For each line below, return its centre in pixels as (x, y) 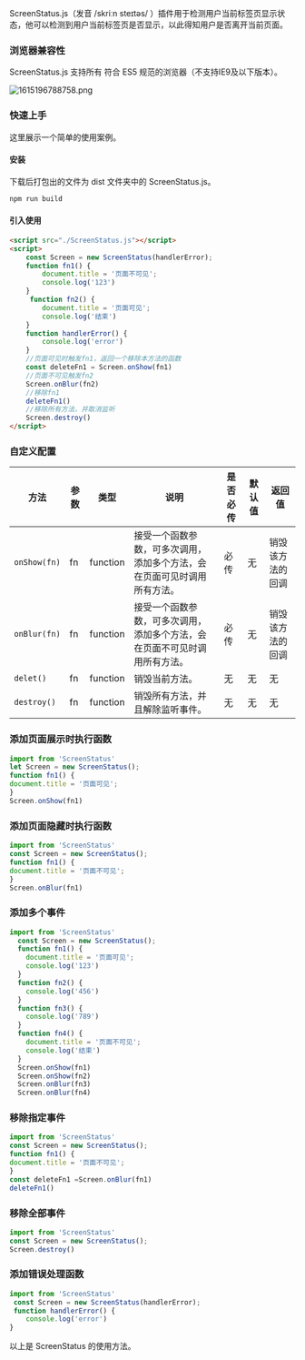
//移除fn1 (43, 393)
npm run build (36, 198)
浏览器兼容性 (38, 50)
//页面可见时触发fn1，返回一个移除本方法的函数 (103, 359)
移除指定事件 (38, 1118)
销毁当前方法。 (166, 679)
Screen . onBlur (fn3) (54, 1084)
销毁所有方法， (166, 696)
